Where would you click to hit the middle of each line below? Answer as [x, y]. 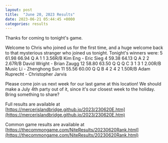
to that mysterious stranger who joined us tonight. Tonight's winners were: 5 [84, 53]
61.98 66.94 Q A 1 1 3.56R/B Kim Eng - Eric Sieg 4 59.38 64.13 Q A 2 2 [77, 58]
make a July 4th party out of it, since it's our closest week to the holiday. [80, 89]
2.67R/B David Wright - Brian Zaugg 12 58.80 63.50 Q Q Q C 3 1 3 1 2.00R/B [83, 63]
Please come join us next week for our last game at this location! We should [83, 84]
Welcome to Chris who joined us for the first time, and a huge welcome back [84, 47]
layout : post [19, 10]
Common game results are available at [45, 124]
